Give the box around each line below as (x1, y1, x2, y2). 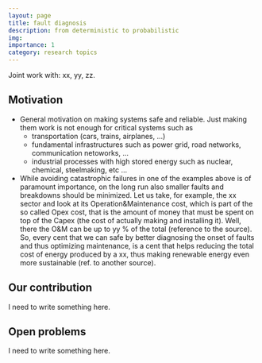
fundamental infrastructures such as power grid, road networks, (31, 140, 241, 149)
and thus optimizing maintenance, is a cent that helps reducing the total (19, 241, 254, 250)
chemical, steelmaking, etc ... (31, 164, 128, 175)
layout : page (8, 11, 52, 20)
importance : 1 (8, 41, 56, 49)
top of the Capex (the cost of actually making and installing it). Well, (19, 215, 242, 225)
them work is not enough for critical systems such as (19, 122, 193, 132)
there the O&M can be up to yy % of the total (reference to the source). (19, 224, 252, 234)
